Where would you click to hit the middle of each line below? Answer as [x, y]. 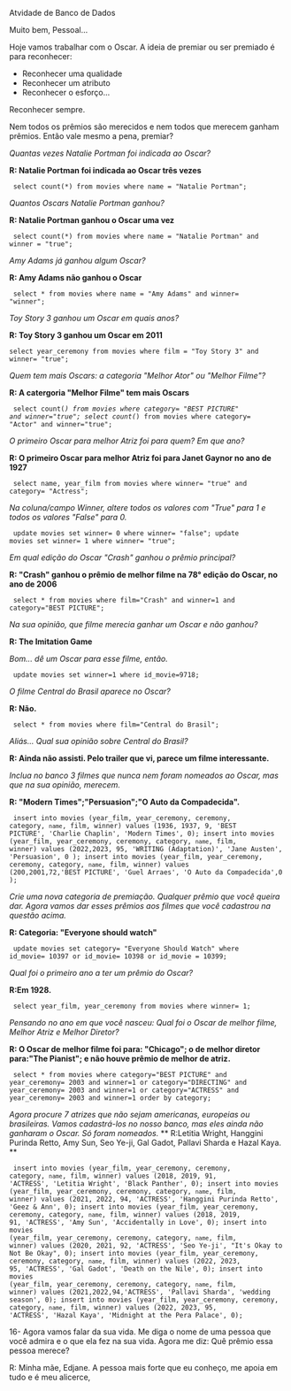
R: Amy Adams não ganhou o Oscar [76, 277]
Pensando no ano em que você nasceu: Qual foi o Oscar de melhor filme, [143, 1022]
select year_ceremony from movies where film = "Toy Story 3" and [134, 351]
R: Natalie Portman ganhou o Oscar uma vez [92, 220]
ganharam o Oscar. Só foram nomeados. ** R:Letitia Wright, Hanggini [136, 1133]
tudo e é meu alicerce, [50, 1377]
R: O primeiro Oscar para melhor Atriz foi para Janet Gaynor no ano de [140, 458]
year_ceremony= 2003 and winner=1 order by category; [111, 1098]
